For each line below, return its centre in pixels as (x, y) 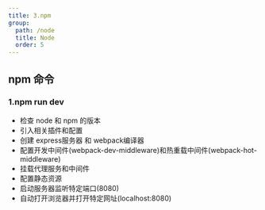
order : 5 (30, 45)
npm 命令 (31, 79)
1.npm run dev (36, 102)
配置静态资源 (40, 178)
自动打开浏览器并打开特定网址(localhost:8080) (96, 198)
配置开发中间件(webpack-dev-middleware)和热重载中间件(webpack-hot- (138, 150)
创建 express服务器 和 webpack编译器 (82, 140)
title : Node (35, 38)
